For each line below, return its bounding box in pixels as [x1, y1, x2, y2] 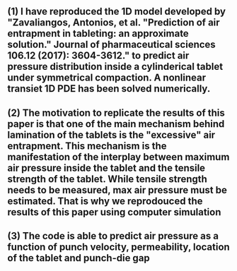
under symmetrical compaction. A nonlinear [7, 72, 207, 84]
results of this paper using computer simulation [7, 206, 221, 218]
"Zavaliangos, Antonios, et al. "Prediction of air [7, 17, 221, 29]
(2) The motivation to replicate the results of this [7, 107, 225, 119]
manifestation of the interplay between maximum [7, 151, 230, 163]
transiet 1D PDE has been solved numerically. [7, 83, 211, 95]
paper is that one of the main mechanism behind [7, 118, 225, 130]
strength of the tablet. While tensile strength [7, 173, 207, 185]
